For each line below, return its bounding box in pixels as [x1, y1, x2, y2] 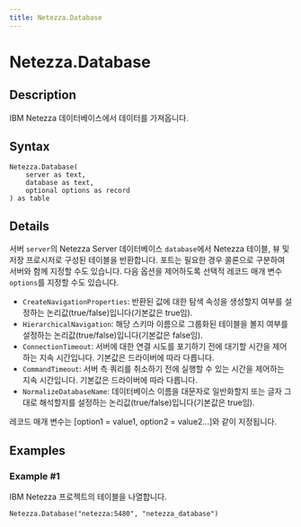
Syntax [9, 139, 50, 154]
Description [9, 87, 76, 103]
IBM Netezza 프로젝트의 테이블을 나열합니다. [9, 491, 168, 502]
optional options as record [25, 186, 130, 196]
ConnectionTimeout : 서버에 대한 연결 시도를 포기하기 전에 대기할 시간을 [22, 341, 271, 352]
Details [9, 218, 49, 233]
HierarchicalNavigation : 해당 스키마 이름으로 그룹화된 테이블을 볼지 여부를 [22, 319, 289, 329]
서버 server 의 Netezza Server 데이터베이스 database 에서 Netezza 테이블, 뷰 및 [9, 243, 290, 254]
